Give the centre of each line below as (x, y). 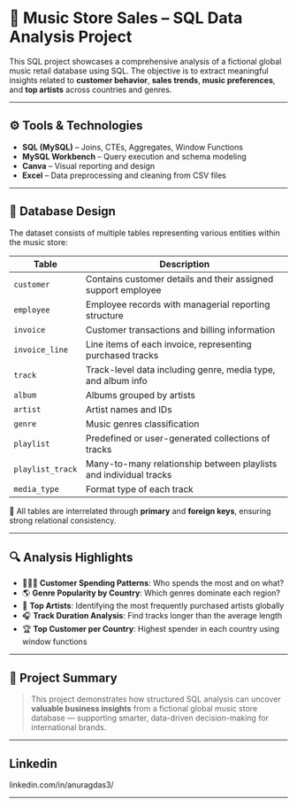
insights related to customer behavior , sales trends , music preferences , (142, 80)
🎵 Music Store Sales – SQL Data (126, 18)
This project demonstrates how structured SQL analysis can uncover (156, 699)
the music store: (38, 242)
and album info (116, 380)
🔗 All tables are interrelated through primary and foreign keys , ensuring (140, 511)
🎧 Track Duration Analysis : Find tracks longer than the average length (152, 616)
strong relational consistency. (63, 520)
